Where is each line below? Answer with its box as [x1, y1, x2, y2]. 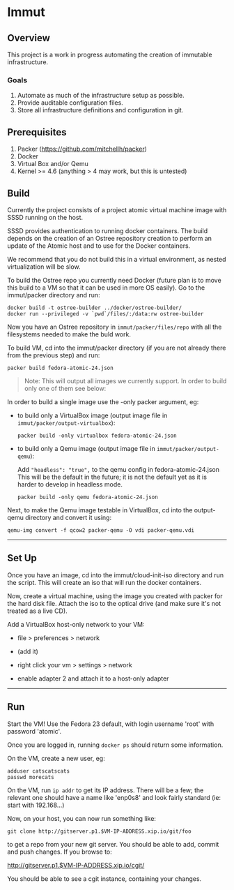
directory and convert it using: [25, 513, 112, 521]
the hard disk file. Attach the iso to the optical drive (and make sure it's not [7, 599, 221, 607]
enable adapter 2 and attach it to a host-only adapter [17, 674, 169, 683]
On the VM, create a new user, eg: [7, 754, 106, 762]
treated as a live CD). [7, 607, 68, 615]
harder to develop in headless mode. [17, 480, 123, 489]
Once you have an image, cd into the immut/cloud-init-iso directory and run [7, 570, 224, 579]
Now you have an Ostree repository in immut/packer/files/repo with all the [7, 322, 222, 331]
